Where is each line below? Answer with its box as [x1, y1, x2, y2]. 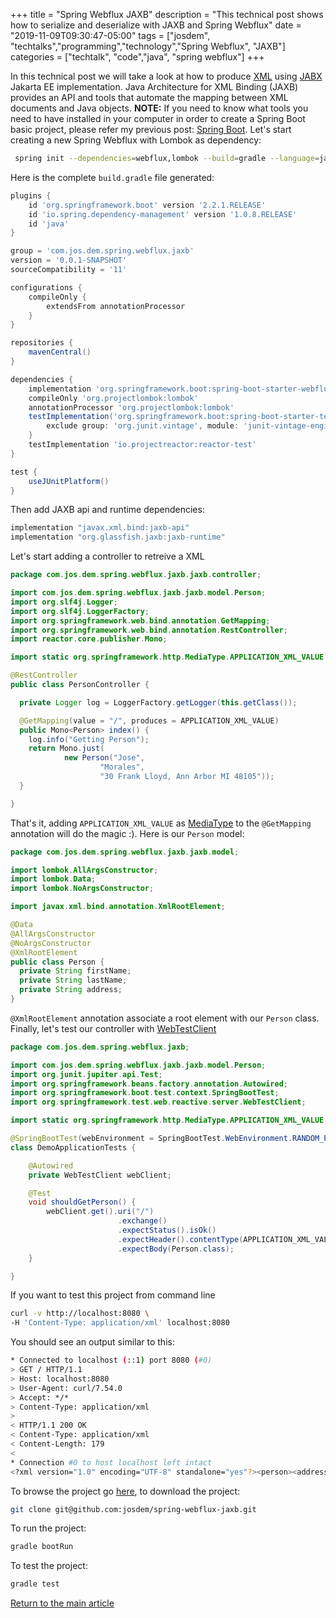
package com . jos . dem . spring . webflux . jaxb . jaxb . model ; [10, 847, 240, 857]
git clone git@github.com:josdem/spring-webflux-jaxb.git [10, 1504, 257, 1514]
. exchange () [117, 1216, 168, 1226]
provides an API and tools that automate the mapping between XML [10, 92, 289, 103]
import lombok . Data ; [10, 874, 97, 884]
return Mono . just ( [28, 744, 105, 754]
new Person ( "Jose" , [63, 753, 145, 763]
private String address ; [19, 985, 123, 995]
